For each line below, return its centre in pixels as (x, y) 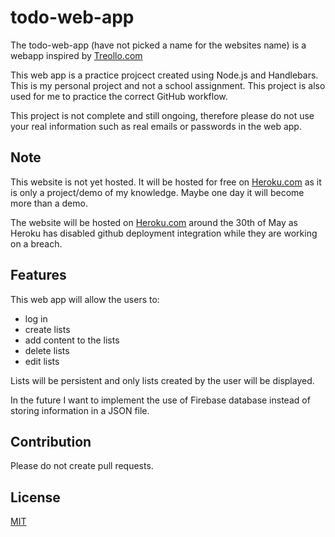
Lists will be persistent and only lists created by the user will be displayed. (162, 380)
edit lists (42, 361)
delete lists (47, 350)
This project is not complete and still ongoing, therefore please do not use (162, 115)
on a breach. (36, 243)
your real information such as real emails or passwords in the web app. (156, 126)
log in (36, 318)
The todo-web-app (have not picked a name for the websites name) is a (158, 45)
